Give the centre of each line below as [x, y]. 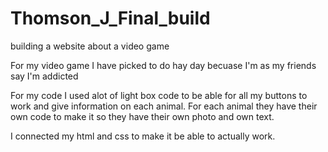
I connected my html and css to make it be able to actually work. [143, 136]
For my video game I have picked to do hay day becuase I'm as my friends [163, 65]
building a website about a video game [90, 46]
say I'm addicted [44, 76]
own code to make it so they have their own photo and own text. [142, 116]
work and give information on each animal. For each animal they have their [164, 106]
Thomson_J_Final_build [110, 18]
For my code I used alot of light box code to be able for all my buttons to [159, 95]
